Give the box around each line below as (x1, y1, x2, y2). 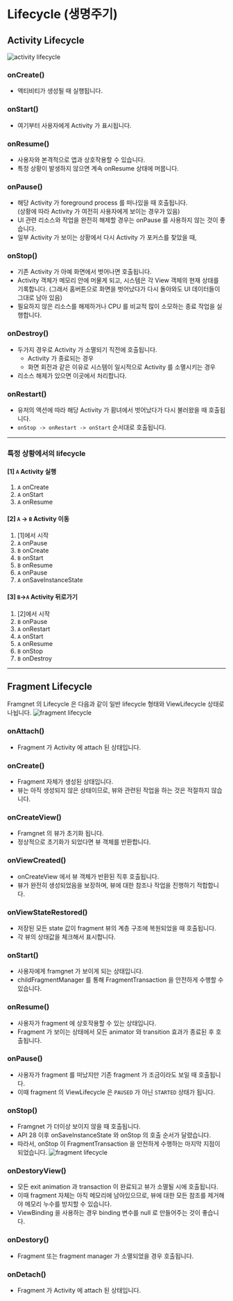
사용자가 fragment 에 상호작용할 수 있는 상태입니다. (17, 1019, 157, 1027)
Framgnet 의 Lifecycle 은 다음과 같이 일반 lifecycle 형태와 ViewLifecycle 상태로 (7, 700, 225, 708)
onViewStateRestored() (7, 907, 88, 917)
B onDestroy (17, 654, 52, 663)
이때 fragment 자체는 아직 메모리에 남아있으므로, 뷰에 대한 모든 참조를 (17, 1191, 207, 1200)
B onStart (17, 554, 44, 562)
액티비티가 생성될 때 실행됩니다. (17, 87, 103, 95)
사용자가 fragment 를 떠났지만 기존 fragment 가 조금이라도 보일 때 (17, 1070, 198, 1079)
